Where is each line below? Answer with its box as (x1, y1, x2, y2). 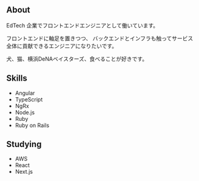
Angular (15, 89, 35, 97)
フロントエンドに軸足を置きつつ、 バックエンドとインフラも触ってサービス (6, 35, 194, 42)
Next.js (15, 168, 33, 176)
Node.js (15, 109, 35, 116)
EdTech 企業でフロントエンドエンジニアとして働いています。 (6, 21, 159, 29)
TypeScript (15, 95, 43, 103)
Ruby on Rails (15, 121, 50, 129)
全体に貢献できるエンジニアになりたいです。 (6, 42, 117, 49)
